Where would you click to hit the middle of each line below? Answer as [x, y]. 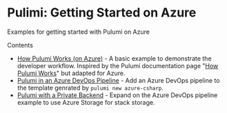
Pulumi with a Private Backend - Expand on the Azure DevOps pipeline [117, 95]
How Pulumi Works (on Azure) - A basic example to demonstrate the [114, 58]
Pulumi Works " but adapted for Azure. [71, 73]
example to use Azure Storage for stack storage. [86, 102]
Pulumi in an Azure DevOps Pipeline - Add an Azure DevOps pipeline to [118, 80]
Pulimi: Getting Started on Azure [102, 13]
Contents [20, 45]
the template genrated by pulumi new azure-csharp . [90, 88]
